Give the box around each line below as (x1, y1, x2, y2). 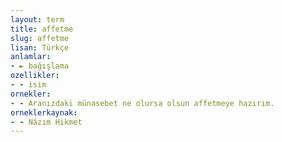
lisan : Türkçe (10, 42, 70, 53)
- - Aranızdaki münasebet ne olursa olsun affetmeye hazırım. (10, 98, 275, 108)
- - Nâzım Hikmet (10, 117, 83, 127)
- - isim (10, 80, 47, 90)
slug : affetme (10, 33, 70, 43)
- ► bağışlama (10, 61, 70, 71)
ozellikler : (10, 71, 60, 81)
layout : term (10, 14, 65, 25)
